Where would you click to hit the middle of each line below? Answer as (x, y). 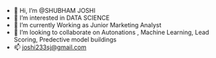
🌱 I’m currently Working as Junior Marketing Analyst (87, 25)
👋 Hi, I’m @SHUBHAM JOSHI (54, 11)
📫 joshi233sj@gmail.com (50, 47)
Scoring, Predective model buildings (65, 40)
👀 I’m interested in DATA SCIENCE (62, 18)
